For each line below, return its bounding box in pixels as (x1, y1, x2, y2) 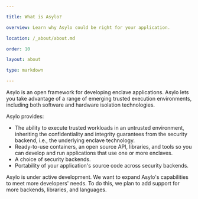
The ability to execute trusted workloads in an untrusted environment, (14, 124, 184, 131)
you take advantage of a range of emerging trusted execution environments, (6, 95, 192, 102)
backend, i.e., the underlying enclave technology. (14, 137, 135, 144)
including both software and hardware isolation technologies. (6, 101, 155, 108)
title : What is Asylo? (6, 14, 62, 20)
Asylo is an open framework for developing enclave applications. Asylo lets (6, 89, 189, 95)
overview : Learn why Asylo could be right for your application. (6, 24, 170, 30)
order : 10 (6, 46, 31, 52)
